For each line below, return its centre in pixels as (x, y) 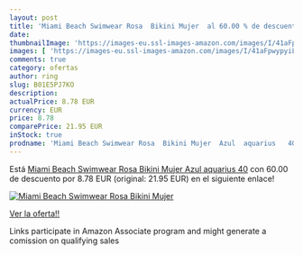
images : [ (28, 51)
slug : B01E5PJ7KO (42, 85)
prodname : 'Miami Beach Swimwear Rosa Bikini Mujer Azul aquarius (143, 143)
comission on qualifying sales (64, 241)
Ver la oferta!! (35, 214)
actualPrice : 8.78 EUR (52, 101)
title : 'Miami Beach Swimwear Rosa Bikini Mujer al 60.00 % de (134, 26)
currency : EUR (36, 110)
